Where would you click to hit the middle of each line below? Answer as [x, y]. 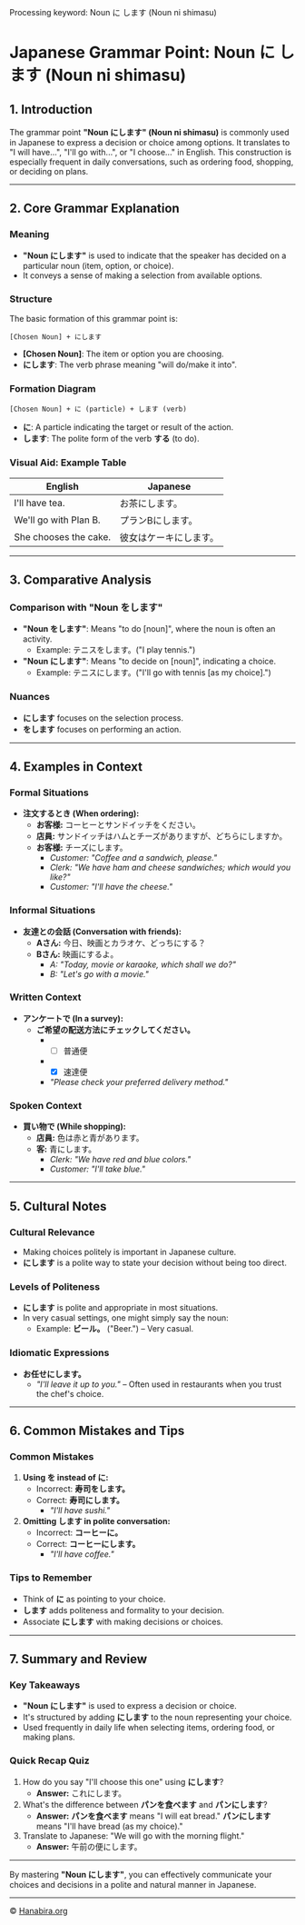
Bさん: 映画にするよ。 [77, 954]
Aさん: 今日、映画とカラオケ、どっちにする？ [121, 943]
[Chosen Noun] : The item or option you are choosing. [123, 354]
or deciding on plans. [49, 171]
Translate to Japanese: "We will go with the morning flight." [133, 1835]
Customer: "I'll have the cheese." [111, 887]
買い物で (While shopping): [74, 1127]
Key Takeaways [45, 1685]
